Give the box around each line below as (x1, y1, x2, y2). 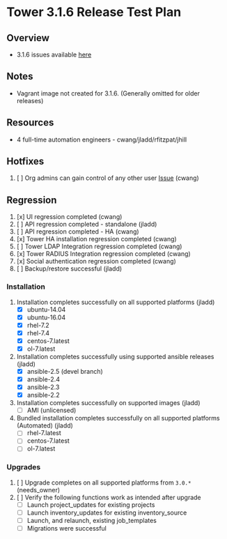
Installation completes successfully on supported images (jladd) (16, 399, 201, 407)
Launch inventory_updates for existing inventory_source (26, 508, 187, 517)
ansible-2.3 (26, 383, 60, 391)
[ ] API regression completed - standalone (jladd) (16, 220, 157, 229)
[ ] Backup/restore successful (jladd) (16, 264, 123, 273)
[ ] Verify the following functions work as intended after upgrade (16, 493, 201, 501)
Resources (6, 116, 54, 129)
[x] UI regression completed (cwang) (16, 213, 123, 221)
